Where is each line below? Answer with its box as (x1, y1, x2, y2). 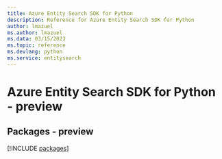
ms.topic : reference (7, 42, 66, 49)
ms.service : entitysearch (7, 55, 81, 62)
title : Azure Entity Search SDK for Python (7, 10, 134, 17)
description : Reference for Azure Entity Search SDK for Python (7, 16, 195, 23)
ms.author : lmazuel (7, 29, 63, 36)
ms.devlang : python (7, 49, 63, 56)
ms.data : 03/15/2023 (7, 36, 66, 42)
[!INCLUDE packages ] (7, 144, 69, 152)
